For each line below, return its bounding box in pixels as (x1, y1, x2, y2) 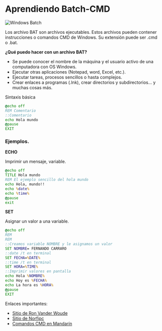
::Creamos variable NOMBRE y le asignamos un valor (5, 242, 113, 247)
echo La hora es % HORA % (5, 282, 54, 287)
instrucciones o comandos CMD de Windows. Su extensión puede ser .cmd (5, 34, 158, 40)
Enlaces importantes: (5, 301, 48, 306)
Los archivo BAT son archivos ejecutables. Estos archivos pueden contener (5, 29, 157, 35)
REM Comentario (5, 108, 36, 113)
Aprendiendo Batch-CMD (5, 3, 110, 15)
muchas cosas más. (12, 84, 53, 90)
